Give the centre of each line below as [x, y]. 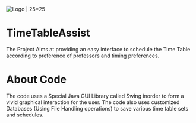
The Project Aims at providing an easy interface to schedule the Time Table [98, 49]
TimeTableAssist [48, 33]
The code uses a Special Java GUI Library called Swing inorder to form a [95, 96]
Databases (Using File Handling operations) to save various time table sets [97, 108]
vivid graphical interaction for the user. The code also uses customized [93, 102]
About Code [37, 80]
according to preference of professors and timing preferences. [83, 56]
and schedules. [25, 115]
